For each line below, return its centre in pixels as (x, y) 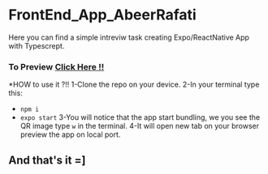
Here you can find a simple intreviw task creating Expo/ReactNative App (129, 37)
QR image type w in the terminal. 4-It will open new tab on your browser (140, 126)
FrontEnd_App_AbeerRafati (102, 15)
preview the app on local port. (70, 134)
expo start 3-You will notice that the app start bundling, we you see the (140, 117)
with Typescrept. (37, 45)
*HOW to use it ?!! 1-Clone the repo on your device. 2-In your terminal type (134, 85)
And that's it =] (47, 160)
